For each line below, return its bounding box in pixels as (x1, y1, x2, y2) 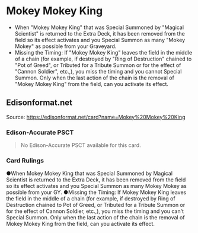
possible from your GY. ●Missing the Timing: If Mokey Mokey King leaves (6, 189, 187, 196)
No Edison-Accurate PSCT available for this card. (20, 142, 141, 149)
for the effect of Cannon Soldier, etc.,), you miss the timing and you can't (6, 208, 184, 215)
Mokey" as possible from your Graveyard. (14, 43, 117, 50)
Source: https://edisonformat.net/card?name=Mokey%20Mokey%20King (6, 113, 186, 120)
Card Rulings (6, 156, 44, 164)
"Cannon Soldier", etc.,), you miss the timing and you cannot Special (14, 68, 182, 75)
